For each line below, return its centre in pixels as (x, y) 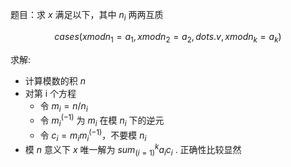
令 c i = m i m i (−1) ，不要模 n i (93, 135)
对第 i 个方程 (50, 93)
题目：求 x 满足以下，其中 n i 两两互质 (87, 16)
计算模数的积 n (55, 80)
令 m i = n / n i (63, 106)
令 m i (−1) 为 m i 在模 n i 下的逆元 (102, 120)
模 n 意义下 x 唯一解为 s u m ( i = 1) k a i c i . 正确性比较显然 (133, 150)
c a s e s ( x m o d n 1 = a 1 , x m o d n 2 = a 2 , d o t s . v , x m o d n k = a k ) (168, 37)
